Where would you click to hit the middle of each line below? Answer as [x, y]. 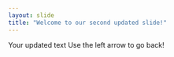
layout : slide [31, 15]
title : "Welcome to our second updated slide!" [88, 23]
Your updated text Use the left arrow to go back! [86, 45]
